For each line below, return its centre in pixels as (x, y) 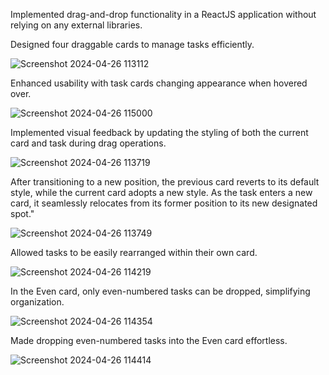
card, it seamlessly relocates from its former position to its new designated (164, 203)
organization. (37, 302)
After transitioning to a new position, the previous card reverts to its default (165, 182)
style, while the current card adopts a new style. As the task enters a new (161, 192)
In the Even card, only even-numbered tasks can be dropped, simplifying (160, 291)
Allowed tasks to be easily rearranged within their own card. (134, 252)
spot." (22, 213)
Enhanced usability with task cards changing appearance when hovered (159, 83)
